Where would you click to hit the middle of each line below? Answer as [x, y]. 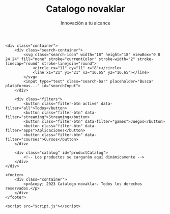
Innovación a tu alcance [86, 23]
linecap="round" [22, 63]
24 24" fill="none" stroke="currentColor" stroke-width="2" [70, 59]
